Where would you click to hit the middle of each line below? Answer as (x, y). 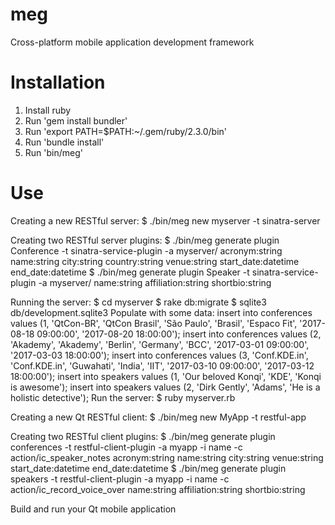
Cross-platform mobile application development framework (132, 42)
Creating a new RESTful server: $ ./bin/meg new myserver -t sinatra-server (165, 220)
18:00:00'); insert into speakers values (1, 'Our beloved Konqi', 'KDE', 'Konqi (166, 376)
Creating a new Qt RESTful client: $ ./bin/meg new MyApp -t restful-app (158, 417)
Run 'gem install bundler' (76, 120)
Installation (58, 82)
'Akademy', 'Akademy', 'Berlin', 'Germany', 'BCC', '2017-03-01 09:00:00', (160, 344)
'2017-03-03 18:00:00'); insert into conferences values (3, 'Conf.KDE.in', (159, 355)
